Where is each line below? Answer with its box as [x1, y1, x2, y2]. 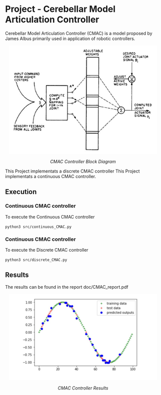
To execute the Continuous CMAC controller [5, 214, 95, 219]
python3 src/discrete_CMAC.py [5, 257, 68, 263]
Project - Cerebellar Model [5, 3, 116, 15]
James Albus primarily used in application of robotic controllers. [5, 36, 135, 42]
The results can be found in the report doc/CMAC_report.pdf [5, 284, 128, 290]
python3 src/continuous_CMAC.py [5, 224, 72, 229]
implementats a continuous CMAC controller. [5, 174, 96, 179]
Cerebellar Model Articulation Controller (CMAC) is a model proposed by [5, 30, 153, 36]
